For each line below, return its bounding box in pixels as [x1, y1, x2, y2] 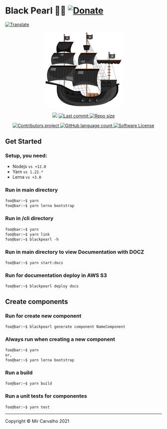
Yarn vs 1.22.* [12, 169, 44, 175]
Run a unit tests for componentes [5, 393, 87, 400]
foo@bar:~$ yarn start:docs [5, 260, 64, 265]
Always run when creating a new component [5, 336, 115, 343]
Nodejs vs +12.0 [12, 164, 46, 169]
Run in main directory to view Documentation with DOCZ [5, 248, 144, 255]
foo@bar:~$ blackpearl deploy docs [5, 284, 79, 289]
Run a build [5, 369, 33, 376]
